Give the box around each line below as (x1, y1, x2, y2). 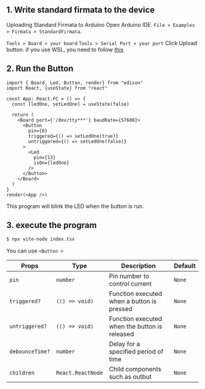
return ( (12, 112, 34, 118)
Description (121, 262, 156, 270)
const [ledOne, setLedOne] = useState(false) (12, 101, 130, 107)
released (109, 330, 134, 338)
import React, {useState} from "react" (6, 85, 108, 91)
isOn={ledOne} (33, 160, 70, 166)
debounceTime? (9, 348, 51, 355)
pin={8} (28, 127, 48, 134)
